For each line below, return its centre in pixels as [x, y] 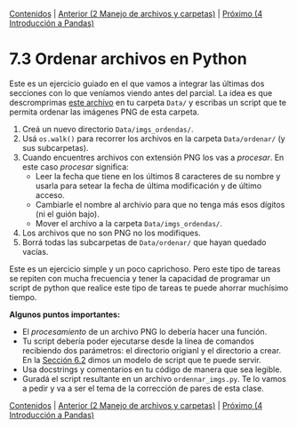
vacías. [35, 251]
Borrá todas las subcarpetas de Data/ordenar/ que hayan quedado [144, 242]
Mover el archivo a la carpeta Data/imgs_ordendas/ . [129, 223]
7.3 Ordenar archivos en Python [128, 59]
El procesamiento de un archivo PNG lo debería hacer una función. [144, 331]
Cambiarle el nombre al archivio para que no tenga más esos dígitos [160, 204]
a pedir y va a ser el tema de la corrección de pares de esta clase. [143, 388]
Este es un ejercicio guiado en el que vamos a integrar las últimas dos [137, 83]
